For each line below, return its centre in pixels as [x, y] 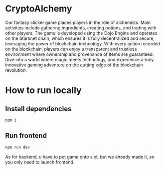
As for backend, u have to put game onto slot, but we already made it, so [80, 157]
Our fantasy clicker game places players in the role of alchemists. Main [78, 22]
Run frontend [26, 136]
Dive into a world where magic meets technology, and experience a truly [80, 59]
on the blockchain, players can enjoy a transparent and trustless [71, 49]
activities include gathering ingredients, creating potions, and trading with [81, 27]
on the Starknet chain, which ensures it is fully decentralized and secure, [80, 38]
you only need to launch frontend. [40, 162]
